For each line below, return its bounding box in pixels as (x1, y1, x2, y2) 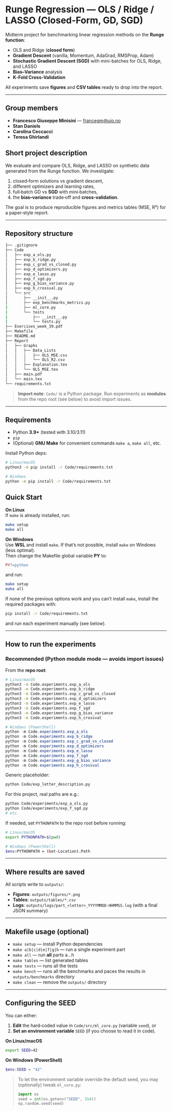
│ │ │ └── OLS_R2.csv (5, 357, 66, 362)
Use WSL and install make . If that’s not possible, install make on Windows (5, 542, 156, 548)
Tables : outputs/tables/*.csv (12, 897, 76, 903)
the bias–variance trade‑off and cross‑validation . (12, 194, 119, 200)
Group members (5, 104, 58, 112)
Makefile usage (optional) (5, 927, 89, 936)
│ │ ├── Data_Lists (5, 348, 56, 353)
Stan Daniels (12, 123, 41, 129)
